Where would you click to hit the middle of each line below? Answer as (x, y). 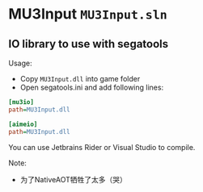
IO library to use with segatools (89, 44)
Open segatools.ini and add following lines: (92, 87)
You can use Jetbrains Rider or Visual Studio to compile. (102, 147)
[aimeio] (23, 124)
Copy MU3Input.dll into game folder (80, 79)
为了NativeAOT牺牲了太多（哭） (73, 179)
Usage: (20, 63)
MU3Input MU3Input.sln (88, 14)
